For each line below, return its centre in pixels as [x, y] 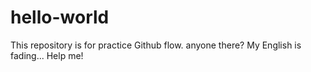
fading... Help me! [47, 55]
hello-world [60, 17]
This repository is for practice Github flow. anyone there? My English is [156, 45]
